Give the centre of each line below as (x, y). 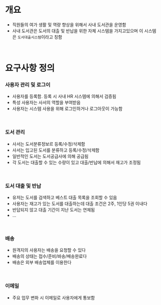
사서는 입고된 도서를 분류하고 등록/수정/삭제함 (56, 150)
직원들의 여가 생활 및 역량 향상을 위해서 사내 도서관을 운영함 (69, 25)
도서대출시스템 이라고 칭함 (40, 37)
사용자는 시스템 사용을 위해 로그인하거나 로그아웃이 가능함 (67, 109)
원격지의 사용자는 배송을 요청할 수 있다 (49, 250)
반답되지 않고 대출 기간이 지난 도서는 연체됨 (54, 210)
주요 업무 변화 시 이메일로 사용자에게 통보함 (54, 298)
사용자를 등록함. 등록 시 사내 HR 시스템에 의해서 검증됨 (64, 96)
